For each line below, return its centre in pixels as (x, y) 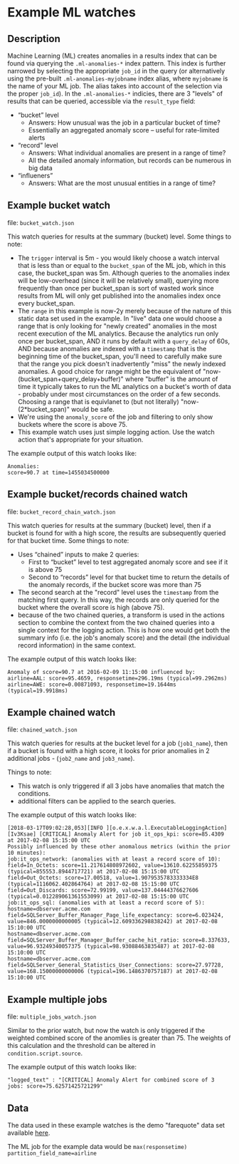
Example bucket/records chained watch (98, 495)
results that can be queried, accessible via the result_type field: (101, 101)
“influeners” (35, 176)
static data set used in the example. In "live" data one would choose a (120, 318)
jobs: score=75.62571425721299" (55, 1086)
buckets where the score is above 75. (73, 424)
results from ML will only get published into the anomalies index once (119, 296)
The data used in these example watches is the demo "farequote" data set (116, 1126)
